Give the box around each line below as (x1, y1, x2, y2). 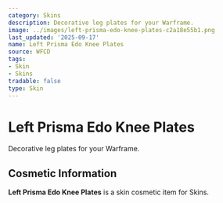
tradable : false (8, 77, 61, 85)
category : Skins (8, 11, 61, 20)
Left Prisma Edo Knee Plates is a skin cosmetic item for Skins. (8, 187, 210, 197)
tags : (8, 56, 26, 63)
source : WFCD (8, 48, 51, 56)
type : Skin (8, 84, 44, 92)
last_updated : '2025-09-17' (8, 33, 100, 42)
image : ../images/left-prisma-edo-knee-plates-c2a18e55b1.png (8, 26, 215, 34)
